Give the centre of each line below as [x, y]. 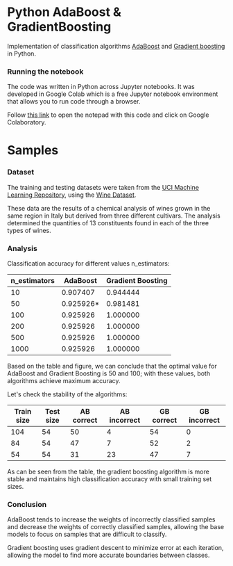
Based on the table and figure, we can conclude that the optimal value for [112, 366]
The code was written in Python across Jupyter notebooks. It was [101, 87]
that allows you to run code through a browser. [74, 102]
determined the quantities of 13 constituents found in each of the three [108, 223]
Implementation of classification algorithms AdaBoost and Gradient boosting [116, 46]
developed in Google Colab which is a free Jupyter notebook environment [113, 94]
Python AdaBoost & [64, 12]
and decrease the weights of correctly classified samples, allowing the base [116, 527]
